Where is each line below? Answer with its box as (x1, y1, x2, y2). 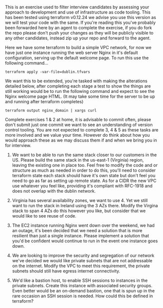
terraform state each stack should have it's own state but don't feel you (12, 173, 156, 178)
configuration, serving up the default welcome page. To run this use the (5, 55, 149, 60)
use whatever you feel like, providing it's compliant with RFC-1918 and (12, 183, 153, 189)
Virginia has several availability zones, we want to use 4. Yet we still (12, 198, 148, 203)
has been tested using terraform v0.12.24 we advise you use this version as (5, 15, 157, 20)
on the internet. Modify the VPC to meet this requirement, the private (12, 263, 150, 269)
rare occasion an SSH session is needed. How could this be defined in (12, 293, 153, 299)
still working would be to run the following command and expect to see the (5, 89, 155, 94)
